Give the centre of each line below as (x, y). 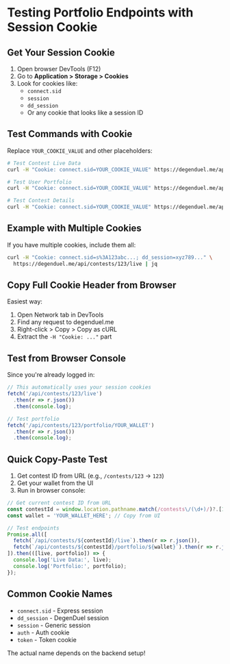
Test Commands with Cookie (70, 134)
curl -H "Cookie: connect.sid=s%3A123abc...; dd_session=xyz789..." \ (110, 257)
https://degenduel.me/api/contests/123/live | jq (85, 264)
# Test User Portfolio (39, 182)
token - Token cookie (47, 639)
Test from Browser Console (67, 358)
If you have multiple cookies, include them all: (72, 245)
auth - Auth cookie (43, 632)
